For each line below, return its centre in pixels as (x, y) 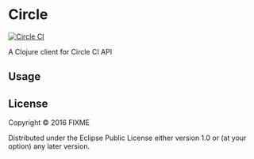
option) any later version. (49, 146)
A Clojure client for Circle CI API (60, 51)
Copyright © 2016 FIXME (49, 123)
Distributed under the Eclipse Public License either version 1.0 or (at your (127, 138)
